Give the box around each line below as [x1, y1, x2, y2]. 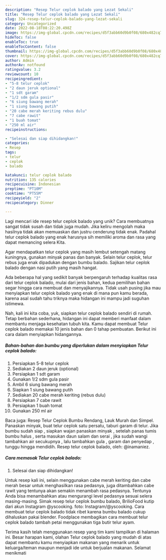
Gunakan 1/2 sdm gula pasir [12, 376, 69, 382]
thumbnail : [5, 49, 28, 54]
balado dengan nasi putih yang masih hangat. [5, 265, 98, 271]
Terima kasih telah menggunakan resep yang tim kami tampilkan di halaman [5, 529, 160, 535]
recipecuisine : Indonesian [5, 182, 61, 187]
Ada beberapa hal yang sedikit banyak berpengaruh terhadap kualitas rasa [5, 274, 157, 280]
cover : [5, 53, 19, 58]
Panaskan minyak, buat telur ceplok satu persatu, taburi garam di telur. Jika [5, 422, 159, 429]
